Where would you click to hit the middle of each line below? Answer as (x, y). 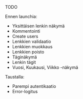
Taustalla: (15, 77)
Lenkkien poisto (28, 52)
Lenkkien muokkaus (32, 47)
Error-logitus (25, 91)
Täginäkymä (24, 57)
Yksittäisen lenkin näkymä (38, 26)
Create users (25, 36)
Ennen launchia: (21, 16)
